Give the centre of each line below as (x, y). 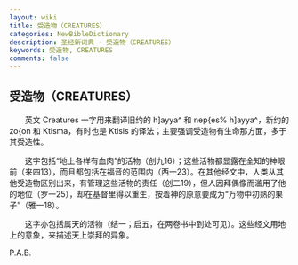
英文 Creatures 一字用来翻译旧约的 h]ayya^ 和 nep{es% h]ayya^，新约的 (157, 120)
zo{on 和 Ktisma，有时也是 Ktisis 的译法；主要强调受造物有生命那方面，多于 (148, 130)
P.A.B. (20, 253)
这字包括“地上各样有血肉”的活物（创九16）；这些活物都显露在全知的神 (151, 160)
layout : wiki (33, 17)
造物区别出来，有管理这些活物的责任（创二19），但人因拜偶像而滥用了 (151, 183)
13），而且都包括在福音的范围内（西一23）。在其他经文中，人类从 (158, 171)
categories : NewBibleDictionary (69, 34)
